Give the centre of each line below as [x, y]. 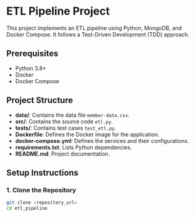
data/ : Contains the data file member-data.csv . [72, 115]
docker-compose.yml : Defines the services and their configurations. [102, 140]
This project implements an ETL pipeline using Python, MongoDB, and [94, 28]
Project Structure [40, 101]
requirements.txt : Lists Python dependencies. [73, 147]
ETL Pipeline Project [58, 11]
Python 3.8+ [31, 68]
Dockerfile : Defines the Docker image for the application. [87, 134]
